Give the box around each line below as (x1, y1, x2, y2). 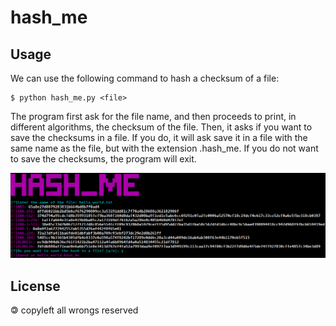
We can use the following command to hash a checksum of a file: (10, 72, 280, 84)
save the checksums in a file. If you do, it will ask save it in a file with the (10, 132, 308, 143)
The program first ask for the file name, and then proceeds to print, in (10, 111, 297, 122)
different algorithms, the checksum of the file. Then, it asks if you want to (10, 121, 313, 133)
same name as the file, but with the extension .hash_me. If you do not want (10, 142, 319, 154)
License (10, 277, 61, 295)
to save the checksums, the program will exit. (10, 153, 197, 165)
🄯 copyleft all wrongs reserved (10, 304, 139, 316)
